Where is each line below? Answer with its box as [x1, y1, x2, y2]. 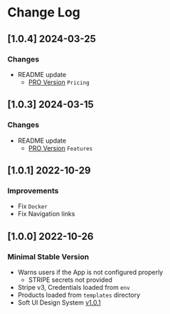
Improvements [7, 186, 59, 196]
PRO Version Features [28, 143, 93, 152]
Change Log [7, 4, 80, 21]
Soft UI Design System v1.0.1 [17, 298, 101, 307]
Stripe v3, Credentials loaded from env [17, 283, 130, 291]
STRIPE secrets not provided [28, 275, 112, 284]
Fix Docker [17, 202, 48, 211]
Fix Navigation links [17, 210, 75, 218]
